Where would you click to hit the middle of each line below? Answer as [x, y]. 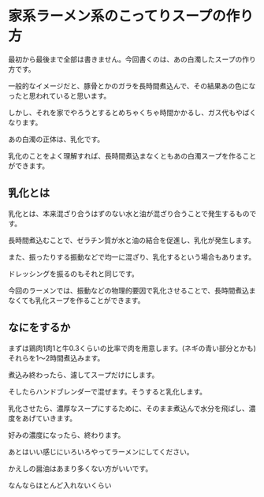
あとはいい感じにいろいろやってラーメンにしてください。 [101, 451]
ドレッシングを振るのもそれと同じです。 [74, 274]
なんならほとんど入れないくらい [60, 485]
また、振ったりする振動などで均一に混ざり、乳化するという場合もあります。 [132, 256]
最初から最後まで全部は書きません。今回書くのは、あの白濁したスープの [125, 59]
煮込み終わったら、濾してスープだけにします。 [84, 375]
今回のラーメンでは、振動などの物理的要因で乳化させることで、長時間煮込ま [132, 290]
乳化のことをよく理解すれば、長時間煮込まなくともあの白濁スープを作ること [132, 155]
